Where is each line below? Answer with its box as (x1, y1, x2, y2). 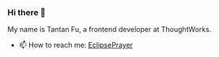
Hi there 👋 (7, 7, 47, 18)
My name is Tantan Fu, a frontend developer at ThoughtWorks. (7, 25, 212, 34)
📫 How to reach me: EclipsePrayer (18, 41, 134, 50)
